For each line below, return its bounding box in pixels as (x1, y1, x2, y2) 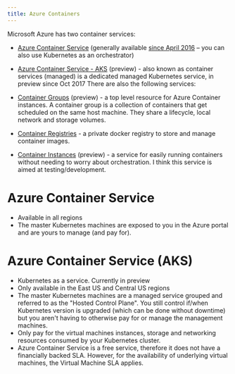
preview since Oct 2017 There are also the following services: (17, 79, 196, 88)
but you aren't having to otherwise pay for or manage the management (17, 313, 223, 322)
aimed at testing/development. (17, 165, 107, 173)
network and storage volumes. (17, 116, 106, 124)
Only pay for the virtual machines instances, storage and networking (17, 328, 217, 337)
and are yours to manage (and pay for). (17, 228, 132, 237)
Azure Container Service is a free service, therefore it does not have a (17, 343, 221, 352)
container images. (17, 137, 70, 145)
